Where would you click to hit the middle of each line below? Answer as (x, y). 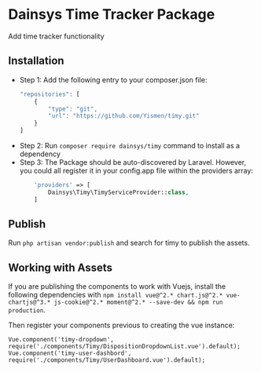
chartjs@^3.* (29, 303)
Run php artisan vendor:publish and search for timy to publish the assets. (129, 243)
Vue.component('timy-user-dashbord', (70, 354)
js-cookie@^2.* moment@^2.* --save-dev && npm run (138, 303)
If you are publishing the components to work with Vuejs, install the (117, 286)
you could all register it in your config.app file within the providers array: (136, 171)
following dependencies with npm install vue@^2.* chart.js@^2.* (116, 295)
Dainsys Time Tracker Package (112, 15)
